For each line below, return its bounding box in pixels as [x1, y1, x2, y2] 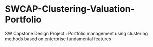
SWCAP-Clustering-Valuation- [5, 3, 135, 15]
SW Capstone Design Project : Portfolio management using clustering [5, 30, 148, 36]
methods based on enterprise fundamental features [5, 36, 111, 42]
